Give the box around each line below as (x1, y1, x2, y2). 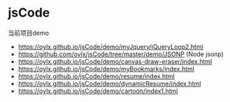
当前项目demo (8, 28, 50, 37)
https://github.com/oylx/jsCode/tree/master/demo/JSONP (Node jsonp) (17, 50, 224, 58)
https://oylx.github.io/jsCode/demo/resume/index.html (17, 71, 175, 80)
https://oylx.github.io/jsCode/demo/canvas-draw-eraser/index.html (17, 57, 213, 65)
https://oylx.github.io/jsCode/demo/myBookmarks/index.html (17, 65, 195, 73)
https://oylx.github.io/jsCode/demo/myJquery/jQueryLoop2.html (17, 42, 203, 51)
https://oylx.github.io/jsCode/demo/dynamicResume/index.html (17, 79, 201, 87)
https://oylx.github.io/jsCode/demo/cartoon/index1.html (17, 87, 178, 95)
